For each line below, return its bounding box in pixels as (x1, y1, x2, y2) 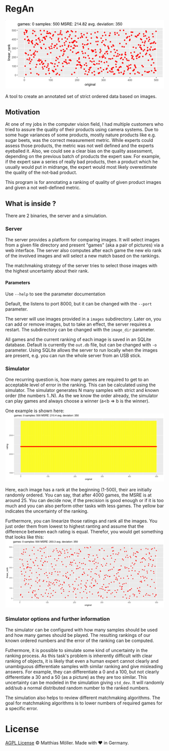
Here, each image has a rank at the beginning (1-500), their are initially (5, 486, 152, 492)
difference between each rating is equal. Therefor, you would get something (5, 528, 163, 534)
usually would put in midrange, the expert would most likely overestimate (5, 164, 157, 170)
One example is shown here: (5, 408, 65, 414)
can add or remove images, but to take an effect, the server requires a (5, 321, 151, 327)
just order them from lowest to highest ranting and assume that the (5, 523, 144, 529)
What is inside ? (5, 199, 57, 208)
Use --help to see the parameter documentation (5, 291, 106, 297)
